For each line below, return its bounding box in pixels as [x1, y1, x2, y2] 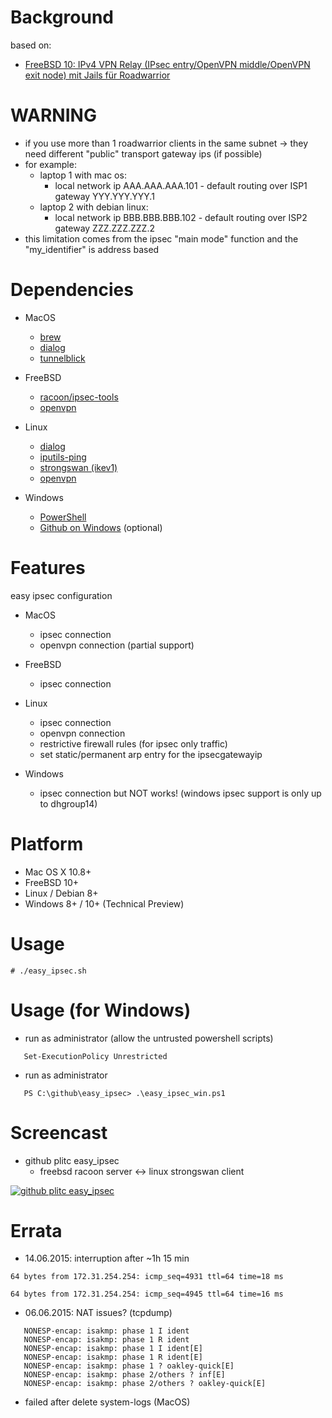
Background [10, 6, 114, 29]
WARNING [10, 104, 97, 127]
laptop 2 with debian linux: [39, 201, 149, 213]
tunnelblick [39, 352, 86, 364]
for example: [24, 158, 77, 170]
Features [10, 557, 86, 579]
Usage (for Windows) [10, 999, 192, 1021]
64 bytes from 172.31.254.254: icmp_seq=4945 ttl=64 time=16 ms [10, 1289, 284, 1300]
